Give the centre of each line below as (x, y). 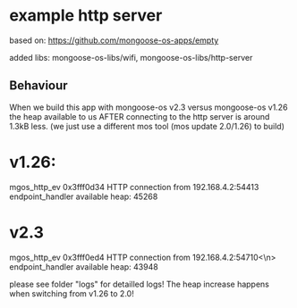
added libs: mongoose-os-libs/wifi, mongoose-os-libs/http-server (131, 57)
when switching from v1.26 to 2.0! (72, 293)
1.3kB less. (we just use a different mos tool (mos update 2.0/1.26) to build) (147, 126)
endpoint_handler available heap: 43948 (84, 266)
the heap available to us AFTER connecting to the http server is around (140, 116)
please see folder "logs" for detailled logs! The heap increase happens (140, 284)
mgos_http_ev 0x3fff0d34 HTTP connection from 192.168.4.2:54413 (134, 187)
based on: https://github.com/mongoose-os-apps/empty (114, 40)
